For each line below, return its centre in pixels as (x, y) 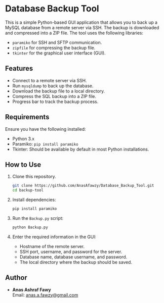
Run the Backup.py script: (38, 218)
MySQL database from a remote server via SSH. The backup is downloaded (82, 27)
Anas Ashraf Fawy (32, 290)
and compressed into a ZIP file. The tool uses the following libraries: (74, 33)
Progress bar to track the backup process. (55, 101)
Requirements (27, 117)
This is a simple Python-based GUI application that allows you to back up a (81, 22)
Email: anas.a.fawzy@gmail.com (45, 295)
